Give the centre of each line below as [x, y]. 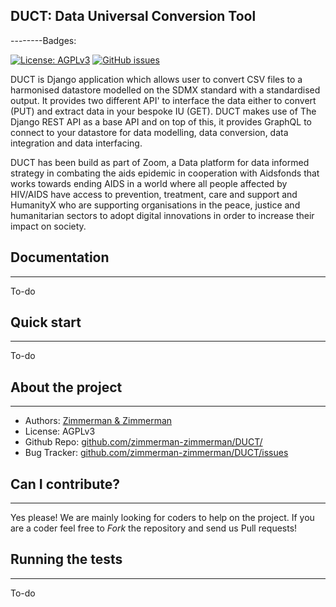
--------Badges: [43, 40]
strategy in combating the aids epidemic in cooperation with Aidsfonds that [165, 173]
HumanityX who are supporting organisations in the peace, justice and [155, 205]
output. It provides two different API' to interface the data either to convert [163, 100]
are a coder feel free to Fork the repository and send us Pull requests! [154, 528]
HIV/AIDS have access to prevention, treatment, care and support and [154, 194]
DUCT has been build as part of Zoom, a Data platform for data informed [160, 162]
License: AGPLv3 [60, 431]
